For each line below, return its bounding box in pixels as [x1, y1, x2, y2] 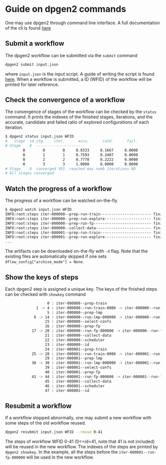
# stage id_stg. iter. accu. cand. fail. [5, 139, 138, 144]
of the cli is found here [5, 25, 51, 31]
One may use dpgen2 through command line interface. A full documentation [5, 20, 160, 26]
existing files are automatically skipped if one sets [5, 253, 107, 260]
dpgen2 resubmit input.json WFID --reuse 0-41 [5, 429, 103, 435]
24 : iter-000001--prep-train [44, 347, 107, 351]
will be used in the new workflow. [26, 454, 94, 460]
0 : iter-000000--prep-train [47, 301, 107, 306]
